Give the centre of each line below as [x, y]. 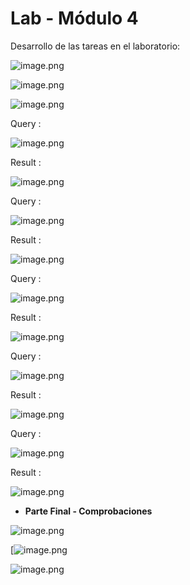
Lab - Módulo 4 [74, 18]
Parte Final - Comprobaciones [88, 511]
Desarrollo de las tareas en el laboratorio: [95, 46]
